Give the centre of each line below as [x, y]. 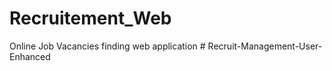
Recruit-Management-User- [265, 46]
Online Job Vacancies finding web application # [107, 46]
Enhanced [30, 56]
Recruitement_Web [90, 18]
